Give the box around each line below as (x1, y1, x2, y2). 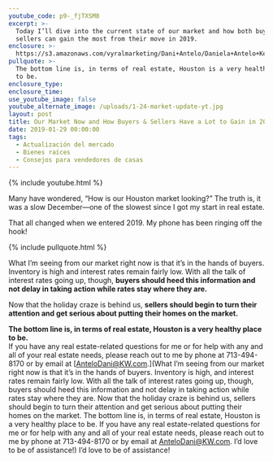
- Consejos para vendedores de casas (15, 155, 144, 163)
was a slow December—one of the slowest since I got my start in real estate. (8, 203, 265, 212)
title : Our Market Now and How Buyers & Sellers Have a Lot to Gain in (8, 118, 256, 126)
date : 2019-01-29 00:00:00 (8, 125, 100, 133)
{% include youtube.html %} (8, 178, 103, 188)
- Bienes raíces (15, 148, 71, 156)
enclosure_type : (8, 80, 63, 88)
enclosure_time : (8, 87, 63, 96)
